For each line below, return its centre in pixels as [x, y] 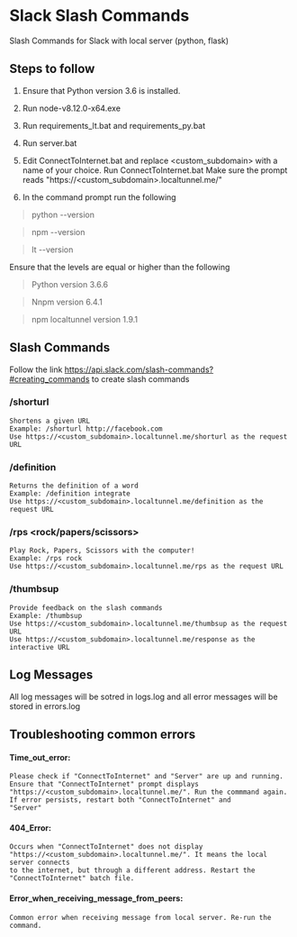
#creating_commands [49, 378]
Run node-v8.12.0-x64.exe [72, 108]
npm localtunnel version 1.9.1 [84, 319]
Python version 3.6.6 [70, 284]
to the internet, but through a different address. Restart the [132, 870]
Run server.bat [49, 143]
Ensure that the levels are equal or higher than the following [120, 267]
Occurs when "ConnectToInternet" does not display [106, 847]
